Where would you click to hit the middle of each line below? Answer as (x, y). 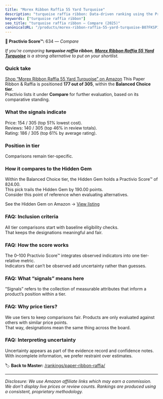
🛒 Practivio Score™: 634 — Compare (42, 41)
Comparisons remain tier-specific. (39, 156)
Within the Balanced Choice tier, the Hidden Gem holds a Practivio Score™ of (81, 179)
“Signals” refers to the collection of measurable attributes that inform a (76, 289)
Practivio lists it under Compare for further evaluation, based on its (72, 95)
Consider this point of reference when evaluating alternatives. (67, 195)
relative (13, 260)
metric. (28, 260)
